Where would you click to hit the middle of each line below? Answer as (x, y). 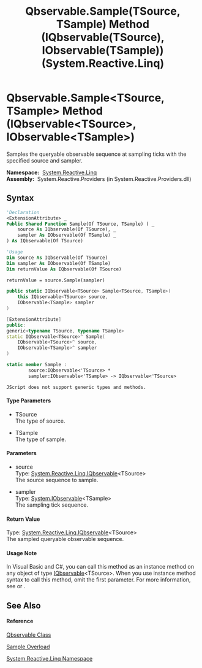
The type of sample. (40, 439)
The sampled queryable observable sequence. (65, 539)
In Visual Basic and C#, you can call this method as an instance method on (100, 567)
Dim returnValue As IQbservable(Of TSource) (64, 269)
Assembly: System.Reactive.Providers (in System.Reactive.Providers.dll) (99, 179)
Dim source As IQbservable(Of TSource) (57, 258)
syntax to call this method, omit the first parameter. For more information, (99, 580)
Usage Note (22, 553)
